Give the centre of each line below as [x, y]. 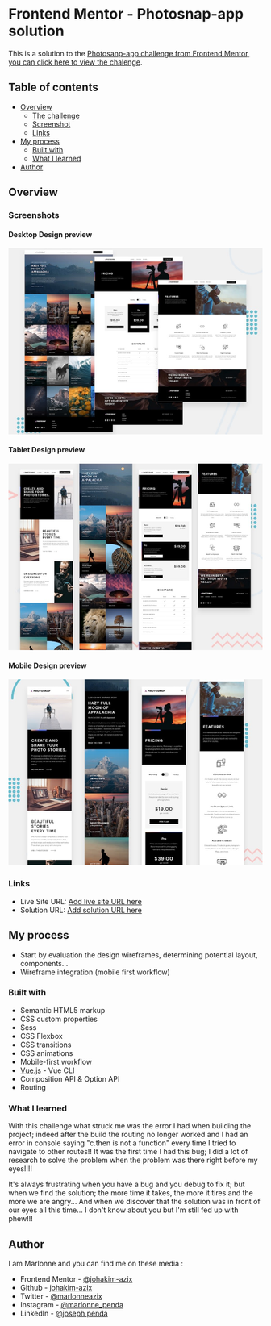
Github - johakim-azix [56, 1287]
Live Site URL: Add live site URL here [81, 901]
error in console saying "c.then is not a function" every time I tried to [122, 1143]
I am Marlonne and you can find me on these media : [96, 1263]
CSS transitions [46, 1045]
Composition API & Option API [70, 1078]
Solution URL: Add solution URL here [81, 910]
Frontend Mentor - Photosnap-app [126, 14]
